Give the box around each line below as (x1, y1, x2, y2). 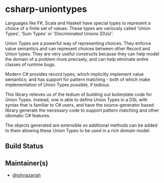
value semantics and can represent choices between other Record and (5, 45, 150, 51)
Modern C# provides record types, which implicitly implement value (5, 71, 144, 77)
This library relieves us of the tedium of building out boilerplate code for (5, 91, 153, 97)
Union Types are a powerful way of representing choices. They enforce (5, 40, 152, 46)
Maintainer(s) (5, 159, 48, 168)
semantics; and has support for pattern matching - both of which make (5, 76, 151, 82)
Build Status (5, 142, 44, 151)
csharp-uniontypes (5, 3, 87, 15)
